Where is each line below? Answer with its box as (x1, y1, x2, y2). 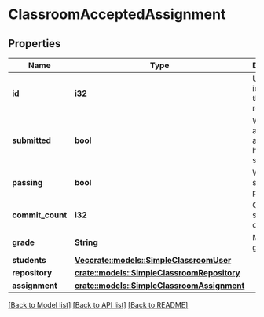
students (12, 255, 47, 265)
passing (12, 177, 43, 188)
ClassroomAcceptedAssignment (8, 5, 226, 24)
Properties (8, 37, 61, 50)
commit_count (12, 210, 68, 220)
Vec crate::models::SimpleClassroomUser (74, 255, 232, 265)
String (74, 237, 98, 248)
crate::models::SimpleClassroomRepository (74, 268, 241, 278)
